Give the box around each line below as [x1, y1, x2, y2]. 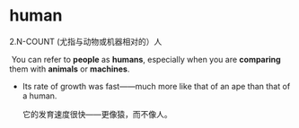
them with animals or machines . [9, 64, 130, 74]
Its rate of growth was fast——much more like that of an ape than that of [22, 81, 291, 91]
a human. [22, 90, 57, 101]
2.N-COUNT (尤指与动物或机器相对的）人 [9, 36, 163, 47]
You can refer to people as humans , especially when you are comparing [11, 54, 281, 64]
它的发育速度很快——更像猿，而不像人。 [22, 108, 172, 119]
